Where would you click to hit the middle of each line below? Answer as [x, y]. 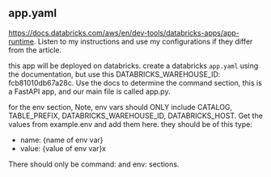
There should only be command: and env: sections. [94, 164]
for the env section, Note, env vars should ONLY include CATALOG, [121, 107]
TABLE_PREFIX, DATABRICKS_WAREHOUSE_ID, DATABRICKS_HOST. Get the [135, 116]
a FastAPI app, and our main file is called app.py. [89, 91]
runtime [21, 41]
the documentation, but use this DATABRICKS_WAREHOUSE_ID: [114, 74]
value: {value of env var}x [63, 148]
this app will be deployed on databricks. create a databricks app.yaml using [133, 65]
